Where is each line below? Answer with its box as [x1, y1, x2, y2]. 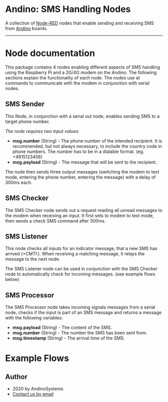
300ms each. [5, 179, 32, 185]
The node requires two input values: [5, 128, 80, 134]
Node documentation [5, 47, 95, 59]
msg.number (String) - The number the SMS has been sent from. [12, 330, 147, 336]
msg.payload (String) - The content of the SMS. [12, 324, 112, 330]
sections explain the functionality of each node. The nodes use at [5, 74, 140, 80]
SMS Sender [5, 100, 45, 108]
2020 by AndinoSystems [12, 386, 63, 392]
